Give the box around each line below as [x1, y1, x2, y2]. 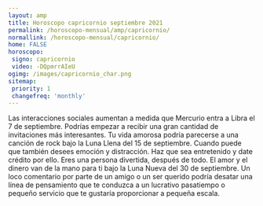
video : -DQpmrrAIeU [11, 63, 76, 71]
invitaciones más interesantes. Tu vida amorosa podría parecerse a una [8, 131, 239, 140]
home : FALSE [8, 41, 47, 49]
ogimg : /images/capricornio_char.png [8, 70, 132, 78]
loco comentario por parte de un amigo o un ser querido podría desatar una [8, 172, 253, 182]
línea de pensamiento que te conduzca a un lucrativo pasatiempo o [8, 180, 225, 189]
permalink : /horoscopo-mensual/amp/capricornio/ [8, 26, 170, 34]
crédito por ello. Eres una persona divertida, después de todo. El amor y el [8, 155, 248, 165]
